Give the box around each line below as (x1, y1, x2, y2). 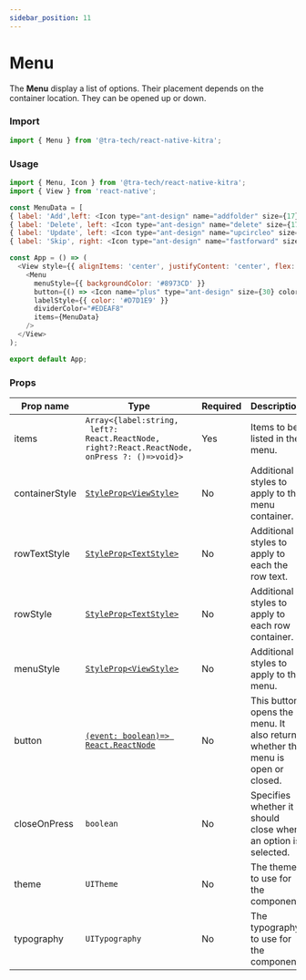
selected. (250, 845, 291, 858)
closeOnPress (14, 817, 75, 830)
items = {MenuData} (33, 313, 100, 322)
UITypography (85, 934, 142, 944)
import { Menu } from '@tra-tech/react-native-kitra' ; (9, 136, 222, 145)
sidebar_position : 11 (9, 13, 92, 23)
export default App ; (9, 355, 88, 364)
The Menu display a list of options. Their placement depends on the (9, 83, 264, 94)
